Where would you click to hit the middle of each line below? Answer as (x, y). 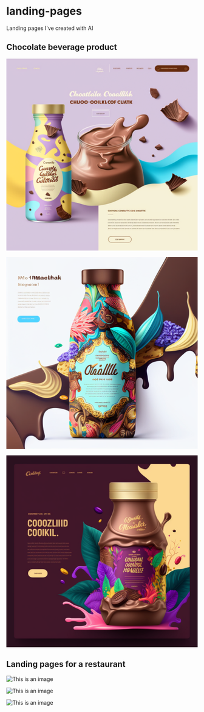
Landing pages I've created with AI (50, 28)
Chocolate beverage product (62, 47)
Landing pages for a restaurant (66, 664)
